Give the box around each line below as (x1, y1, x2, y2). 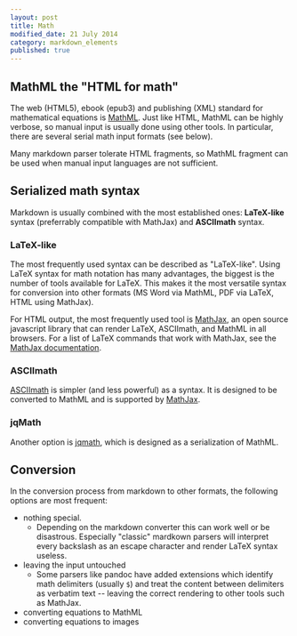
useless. (36, 551, 68, 561)
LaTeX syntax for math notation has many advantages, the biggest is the (10, 269, 275, 279)
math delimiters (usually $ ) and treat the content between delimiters (36, 579, 285, 590)
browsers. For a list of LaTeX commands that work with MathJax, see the (10, 333, 277, 343)
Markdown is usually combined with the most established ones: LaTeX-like (10, 206, 285, 218)
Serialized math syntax (10, 183, 140, 198)
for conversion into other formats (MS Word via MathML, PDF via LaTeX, (10, 287, 274, 298)
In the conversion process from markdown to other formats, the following (10, 486, 278, 496)
